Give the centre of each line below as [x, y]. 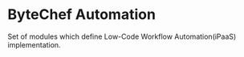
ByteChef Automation [81, 15]
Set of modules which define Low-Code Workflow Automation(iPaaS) [122, 36]
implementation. [34, 44]
